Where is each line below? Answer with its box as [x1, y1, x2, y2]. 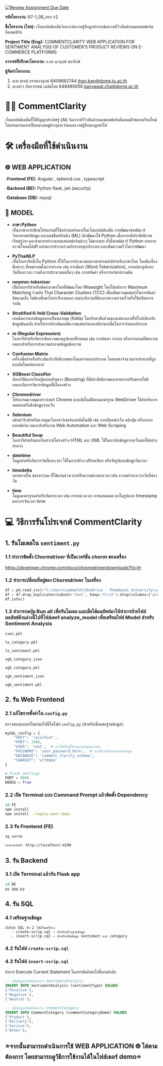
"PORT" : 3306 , [14, 740, 42, 745]
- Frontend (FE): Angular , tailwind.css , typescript [5, 176, 104, 181]
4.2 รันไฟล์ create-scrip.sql [5, 945, 69, 952]
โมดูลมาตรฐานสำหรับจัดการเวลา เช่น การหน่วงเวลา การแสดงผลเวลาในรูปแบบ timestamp [12, 492, 158, 498]
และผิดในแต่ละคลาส [12, 361, 44, 367]
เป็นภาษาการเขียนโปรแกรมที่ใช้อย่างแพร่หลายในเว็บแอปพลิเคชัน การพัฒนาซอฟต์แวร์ [12, 227, 146, 233]
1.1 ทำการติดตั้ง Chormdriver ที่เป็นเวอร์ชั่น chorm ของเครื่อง [5, 554, 126, 560]
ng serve [5, 834, 23, 839]
